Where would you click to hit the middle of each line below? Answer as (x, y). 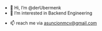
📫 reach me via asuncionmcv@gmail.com (53, 23)
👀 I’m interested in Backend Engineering (51, 13)
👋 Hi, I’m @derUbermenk (35, 8)
